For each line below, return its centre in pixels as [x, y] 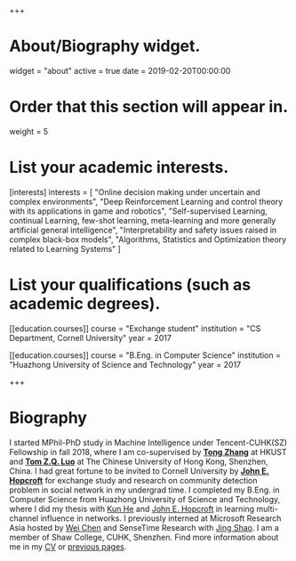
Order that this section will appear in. [149, 107]
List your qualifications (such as [130, 285]
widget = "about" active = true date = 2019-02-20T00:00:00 [120, 70]
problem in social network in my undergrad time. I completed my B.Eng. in [144, 490]
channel [24, 518]
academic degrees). [85, 304]
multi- [267, 508]
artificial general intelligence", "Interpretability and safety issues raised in [143, 230]
